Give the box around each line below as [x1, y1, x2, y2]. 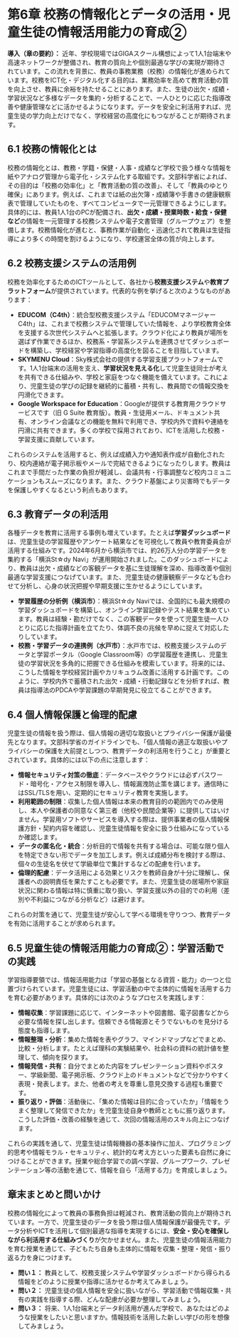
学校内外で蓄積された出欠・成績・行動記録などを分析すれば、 [42, 677, 224, 686]
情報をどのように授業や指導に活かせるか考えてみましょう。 [17, 1277, 192, 1286]
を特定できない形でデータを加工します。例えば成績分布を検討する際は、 [17, 851, 230, 859]
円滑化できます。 [17, 390, 68, 399]
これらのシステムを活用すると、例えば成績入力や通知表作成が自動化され [7, 449, 219, 459]
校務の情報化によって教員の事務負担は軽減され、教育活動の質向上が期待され [7, 1208, 232, 1217]
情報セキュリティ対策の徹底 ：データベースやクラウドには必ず [17, 771, 198, 779]
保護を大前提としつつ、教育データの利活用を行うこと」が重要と [44, 747, 231, 755]
